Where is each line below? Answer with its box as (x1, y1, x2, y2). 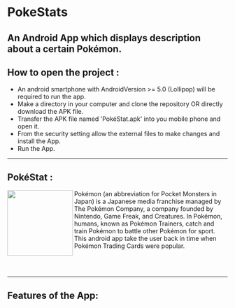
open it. (17, 122, 40, 131)
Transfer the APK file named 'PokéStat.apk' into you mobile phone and (17, 115, 221, 123)
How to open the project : (7, 66, 120, 78)
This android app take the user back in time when (74, 235, 217, 243)
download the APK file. (17, 108, 84, 116)
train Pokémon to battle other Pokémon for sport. (74, 227, 215, 235)
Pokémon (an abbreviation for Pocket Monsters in (74, 190, 217, 198)
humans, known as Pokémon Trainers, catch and (74, 219, 215, 228)
